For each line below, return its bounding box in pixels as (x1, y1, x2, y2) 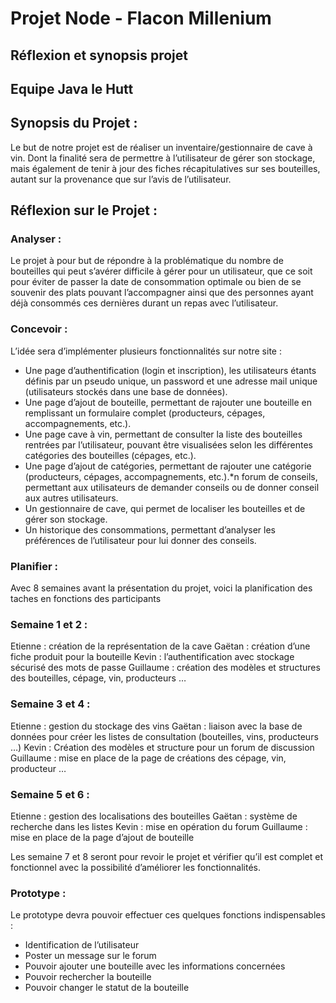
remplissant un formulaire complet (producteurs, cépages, (24, 407, 266, 419)
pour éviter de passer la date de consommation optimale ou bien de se (10, 276, 302, 288)
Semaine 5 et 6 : (10, 787, 90, 801)
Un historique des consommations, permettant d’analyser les (24, 523, 276, 536)
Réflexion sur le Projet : (10, 202, 158, 219)
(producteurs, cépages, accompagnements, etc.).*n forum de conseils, (24, 470, 318, 482)
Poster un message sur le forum (24, 950, 157, 962)
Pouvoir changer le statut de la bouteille (24, 982, 190, 994)
